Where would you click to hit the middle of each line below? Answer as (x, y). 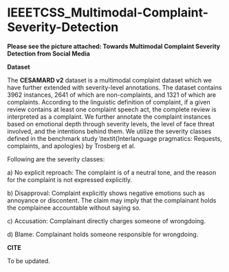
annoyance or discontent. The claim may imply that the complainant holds (112, 200)
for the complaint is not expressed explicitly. (70, 179)
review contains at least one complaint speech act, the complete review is (112, 109)
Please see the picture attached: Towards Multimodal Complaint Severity (114, 46)
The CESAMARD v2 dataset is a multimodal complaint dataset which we (109, 80)
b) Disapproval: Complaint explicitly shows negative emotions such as (106, 193)
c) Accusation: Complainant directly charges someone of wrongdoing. (107, 220)
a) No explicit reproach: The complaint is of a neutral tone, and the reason (112, 172)
